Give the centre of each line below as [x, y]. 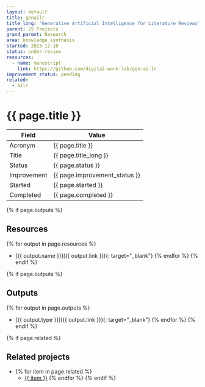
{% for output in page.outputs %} [48, 308]
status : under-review [34, 52]
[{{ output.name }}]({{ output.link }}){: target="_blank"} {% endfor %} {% [106, 255]
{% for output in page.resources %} [51, 244]
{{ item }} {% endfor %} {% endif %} [70, 378]
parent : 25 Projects [33, 29]
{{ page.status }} [77, 165]
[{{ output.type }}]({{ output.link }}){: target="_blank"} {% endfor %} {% [105, 319]
